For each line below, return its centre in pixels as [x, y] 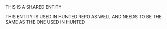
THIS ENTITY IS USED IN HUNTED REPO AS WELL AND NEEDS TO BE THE [84, 17]
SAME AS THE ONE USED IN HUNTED [45, 22]
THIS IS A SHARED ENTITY [34, 7]
